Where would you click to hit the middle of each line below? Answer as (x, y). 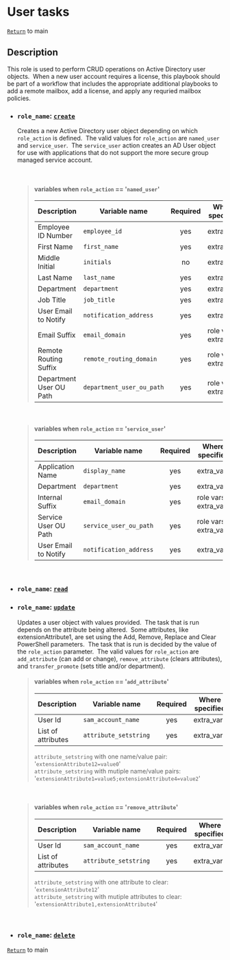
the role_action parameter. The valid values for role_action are (108, 651)
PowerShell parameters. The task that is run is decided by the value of (117, 644)
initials (97, 262)
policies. (19, 98)
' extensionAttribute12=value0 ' (77, 764)
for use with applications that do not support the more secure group (113, 153)
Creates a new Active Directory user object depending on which (107, 131)
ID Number (55, 236)
